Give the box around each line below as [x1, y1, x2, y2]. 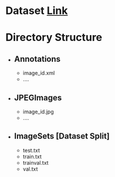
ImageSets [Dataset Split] [13, 131, 110, 141]
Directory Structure [5, 31, 103, 44]
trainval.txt [22, 159, 49, 166]
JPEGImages [13, 92, 62, 103]
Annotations [13, 54, 61, 64]
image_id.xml [22, 70, 55, 77]
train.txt [22, 153, 42, 160]
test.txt [22, 147, 40, 154]
